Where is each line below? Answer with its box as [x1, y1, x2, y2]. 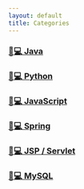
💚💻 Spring [8, 120, 51, 132]
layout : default [8, 11, 62, 20]
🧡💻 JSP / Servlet [8, 145, 76, 156]
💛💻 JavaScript [8, 96, 68, 107]
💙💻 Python [8, 71, 54, 82]
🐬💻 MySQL [8, 171, 54, 182]
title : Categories [8, 19, 70, 27]
